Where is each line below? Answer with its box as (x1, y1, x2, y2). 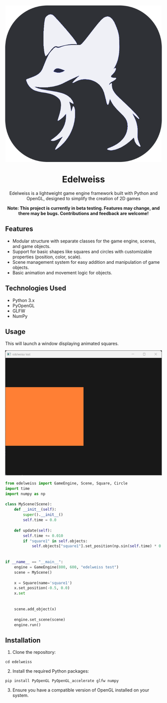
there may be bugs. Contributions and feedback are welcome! (18, 210, 149, 216)
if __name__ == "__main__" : (5, 559, 64, 564)
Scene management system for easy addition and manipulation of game (12, 259, 160, 265)
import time (5, 486, 30, 491)
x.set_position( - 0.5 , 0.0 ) (14, 586, 70, 591)
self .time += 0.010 (23, 533, 64, 538)
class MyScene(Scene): (5, 502, 52, 507)
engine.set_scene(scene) (14, 617, 66, 622)
